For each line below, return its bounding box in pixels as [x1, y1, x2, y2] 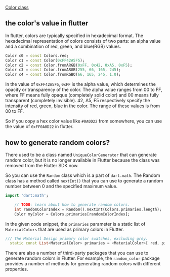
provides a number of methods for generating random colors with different [5, 261, 161, 267]
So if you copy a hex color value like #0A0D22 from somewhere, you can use [5, 118, 162, 124]
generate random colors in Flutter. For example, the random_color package [5, 255, 160, 261]
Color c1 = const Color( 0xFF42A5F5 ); [5, 58, 85, 63]
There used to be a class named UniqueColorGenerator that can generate [5, 152, 157, 158]
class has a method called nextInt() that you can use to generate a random [5, 178, 163, 183]
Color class [5, 5, 29, 10]
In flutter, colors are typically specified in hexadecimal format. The [5, 33, 143, 39]
